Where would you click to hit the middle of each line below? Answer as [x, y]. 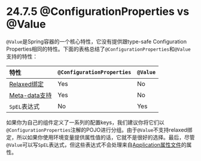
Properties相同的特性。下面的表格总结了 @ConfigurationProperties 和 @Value [98, 49]
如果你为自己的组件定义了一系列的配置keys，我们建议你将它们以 [85, 122]
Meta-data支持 [31, 95]
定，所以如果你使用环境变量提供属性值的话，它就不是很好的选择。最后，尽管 [100, 137]
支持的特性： [22, 56]
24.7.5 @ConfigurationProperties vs [98, 12]
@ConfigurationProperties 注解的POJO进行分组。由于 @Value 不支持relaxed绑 [99, 129]
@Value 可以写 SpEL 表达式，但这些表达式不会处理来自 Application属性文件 [94, 144]
